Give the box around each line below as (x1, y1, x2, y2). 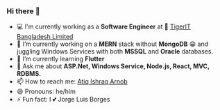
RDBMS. (16, 70, 42, 78)
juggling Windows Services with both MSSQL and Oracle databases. (16, 47, 213, 56)
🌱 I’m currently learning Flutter (16, 55, 105, 63)
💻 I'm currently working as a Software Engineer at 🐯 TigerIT (16, 22, 192, 31)
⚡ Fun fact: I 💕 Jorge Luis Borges (16, 95, 110, 104)
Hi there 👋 (6, 6, 41, 16)
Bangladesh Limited (16, 33, 74, 41)
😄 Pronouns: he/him (16, 87, 76, 96)
